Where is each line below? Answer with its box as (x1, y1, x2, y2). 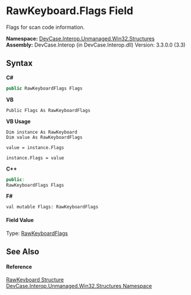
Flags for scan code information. (6, 24, 85, 31)
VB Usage (6, 118, 31, 125)
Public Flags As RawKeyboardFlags (6, 107, 91, 113)
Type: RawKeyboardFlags (6, 230, 68, 237)
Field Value (6, 216, 34, 223)
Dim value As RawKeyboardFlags (6, 134, 83, 140)
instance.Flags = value (6, 155, 65, 161)
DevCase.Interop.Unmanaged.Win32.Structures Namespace (6, 283, 152, 290)
